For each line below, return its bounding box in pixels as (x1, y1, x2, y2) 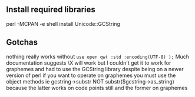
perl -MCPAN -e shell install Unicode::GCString (6, 20, 121, 27)
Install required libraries (6, 5, 96, 15)
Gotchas (6, 38, 38, 48)
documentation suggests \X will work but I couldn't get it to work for (6, 59, 171, 66)
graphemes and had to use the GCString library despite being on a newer (6, 65, 184, 72)
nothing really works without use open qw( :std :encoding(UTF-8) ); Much (6, 53, 190, 60)
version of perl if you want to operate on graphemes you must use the (6, 72, 176, 79)
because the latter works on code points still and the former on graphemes (6, 84, 188, 91)
